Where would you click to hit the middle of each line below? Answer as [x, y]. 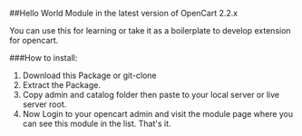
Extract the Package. [62, 85]
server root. [44, 104]
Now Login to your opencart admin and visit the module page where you [158, 114]
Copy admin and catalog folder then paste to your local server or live [151, 95]
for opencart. [34, 40]
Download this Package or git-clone [89, 75]
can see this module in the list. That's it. [97, 123]
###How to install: [44, 58]
